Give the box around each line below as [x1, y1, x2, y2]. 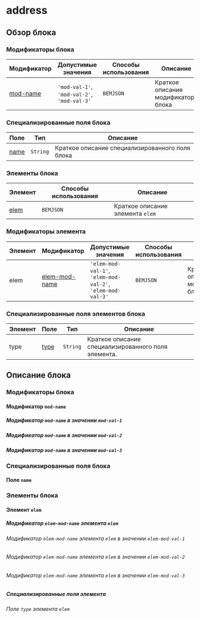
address [6, 4, 48, 17]
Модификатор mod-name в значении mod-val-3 [6, 447, 123, 454]
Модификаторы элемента [6, 227, 86, 236]
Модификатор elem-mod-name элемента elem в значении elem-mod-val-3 [6, 571, 185, 579]
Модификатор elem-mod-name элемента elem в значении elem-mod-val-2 [6, 553, 185, 561]
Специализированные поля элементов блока [6, 310, 146, 318]
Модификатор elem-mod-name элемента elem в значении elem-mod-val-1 [6, 534, 185, 542]
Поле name [6, 477, 32, 484]
